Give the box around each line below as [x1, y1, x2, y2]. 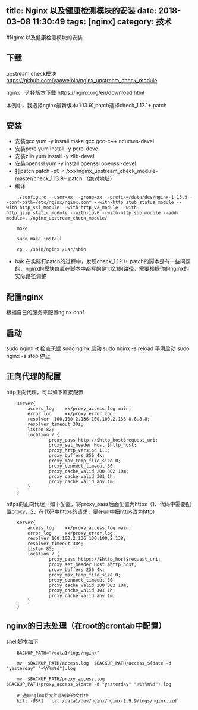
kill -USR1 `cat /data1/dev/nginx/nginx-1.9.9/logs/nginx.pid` [17, 697, 180, 704]
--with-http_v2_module [62, 205, 118, 211]
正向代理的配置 [6, 372, 61, 382]
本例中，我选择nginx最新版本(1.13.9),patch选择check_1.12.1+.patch [6, 101, 167, 109]
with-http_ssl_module [6, 205, 60, 211]
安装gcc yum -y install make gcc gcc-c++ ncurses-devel [14, 138, 155, 145]
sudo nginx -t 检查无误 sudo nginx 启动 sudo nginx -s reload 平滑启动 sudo [6, 345, 190, 352]
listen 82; [27, 426, 55, 433]
